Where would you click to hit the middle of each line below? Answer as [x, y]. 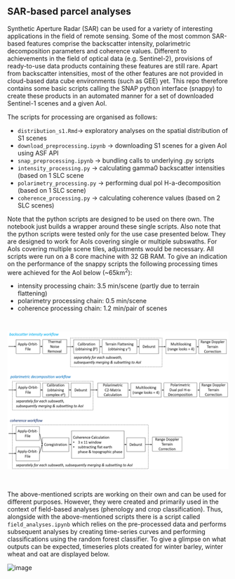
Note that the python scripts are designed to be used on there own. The [111, 219]
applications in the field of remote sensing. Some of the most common [109, 36]
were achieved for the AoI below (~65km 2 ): [70, 272]
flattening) [32, 293]
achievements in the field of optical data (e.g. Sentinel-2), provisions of [110, 58]
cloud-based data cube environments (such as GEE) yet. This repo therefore [117, 81]
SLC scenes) [36, 205]
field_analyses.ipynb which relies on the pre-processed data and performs [117, 524]
